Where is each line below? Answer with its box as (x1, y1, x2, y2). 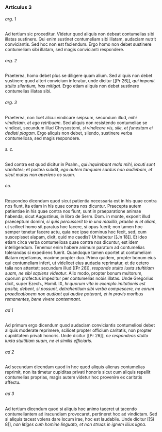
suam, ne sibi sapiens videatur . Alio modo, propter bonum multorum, (5, 270, 143, 276)
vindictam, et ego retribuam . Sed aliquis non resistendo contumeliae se (5, 120, 147, 126)
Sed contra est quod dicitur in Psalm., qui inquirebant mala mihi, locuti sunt (5, 161, 155, 167)
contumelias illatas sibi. (5, 88, 52, 94)
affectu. (5, 379, 21, 385)
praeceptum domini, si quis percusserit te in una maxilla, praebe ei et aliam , (5, 218, 157, 224)
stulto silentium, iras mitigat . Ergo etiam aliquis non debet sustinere (5, 83, 139, 89)
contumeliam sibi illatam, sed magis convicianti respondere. (5, 47, 125, 53)
